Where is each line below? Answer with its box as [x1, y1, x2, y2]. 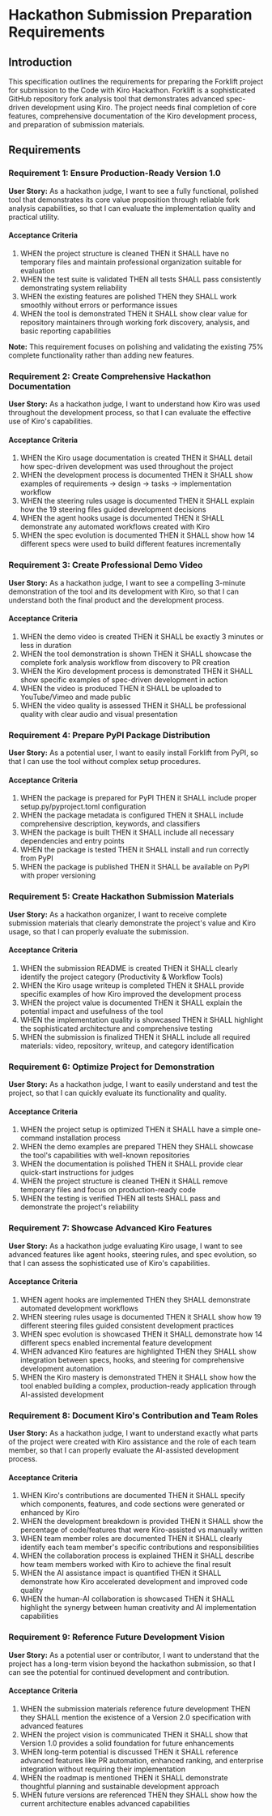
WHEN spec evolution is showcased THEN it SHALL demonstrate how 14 [19, 1329, 263, 1339]
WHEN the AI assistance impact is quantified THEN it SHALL [19, 1568, 222, 1578]
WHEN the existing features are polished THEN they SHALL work [19, 291, 237, 301]
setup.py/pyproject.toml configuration [19, 801, 147, 812]
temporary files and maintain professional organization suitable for [19, 257, 242, 267]
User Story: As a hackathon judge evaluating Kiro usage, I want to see [8, 1241, 243, 1251]
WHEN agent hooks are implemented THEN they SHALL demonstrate [19, 1294, 251, 1304]
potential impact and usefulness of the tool [19, 1006, 164, 1015]
